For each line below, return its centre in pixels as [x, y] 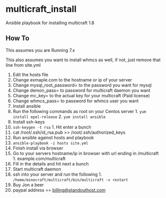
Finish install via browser [38, 148]
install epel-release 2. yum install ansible [59, 117]
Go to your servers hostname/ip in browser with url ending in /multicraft [86, 153]
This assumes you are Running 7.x [40, 50]
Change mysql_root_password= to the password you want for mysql [82, 85]
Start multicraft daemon [37, 169]
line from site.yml [23, 65]
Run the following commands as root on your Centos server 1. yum [79, 111]
